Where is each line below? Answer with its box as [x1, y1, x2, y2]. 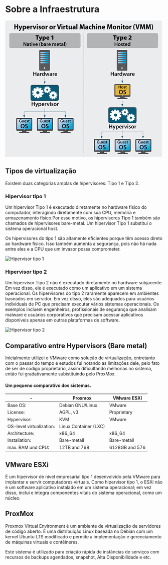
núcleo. [5, 495, 21, 501]
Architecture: [7, 430, 34, 436]
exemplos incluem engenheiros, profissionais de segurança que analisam [5, 306, 157, 312]
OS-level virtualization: [7, 423, 55, 429]
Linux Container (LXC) [59, 423, 105, 429]
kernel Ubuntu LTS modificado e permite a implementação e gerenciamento [5, 533, 162, 539]
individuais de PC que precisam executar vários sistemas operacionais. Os [5, 301, 159, 307]
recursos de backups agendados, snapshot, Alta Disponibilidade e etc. [5, 554, 151, 560]
